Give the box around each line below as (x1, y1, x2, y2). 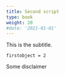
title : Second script (6, 8, 60, 15)
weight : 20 (6, 19, 33, 25)
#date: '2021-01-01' (6, 25, 57, 31)
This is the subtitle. (6, 41, 53, 48)
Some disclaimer (6, 63, 47, 70)
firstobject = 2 (6, 53, 46, 59)
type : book (6, 14, 33, 20)
